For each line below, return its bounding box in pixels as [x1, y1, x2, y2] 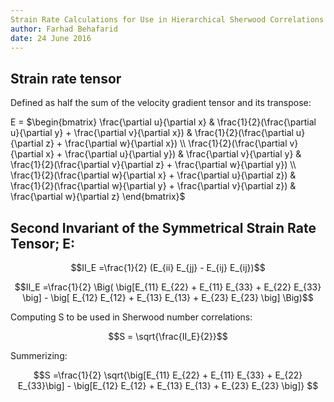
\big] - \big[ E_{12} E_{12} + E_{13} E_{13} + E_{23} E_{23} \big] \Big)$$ [22, 292, 314, 303]
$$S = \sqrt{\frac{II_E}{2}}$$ [108, 331, 228, 342]
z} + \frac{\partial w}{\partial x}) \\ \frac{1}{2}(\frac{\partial [45, 137, 288, 150]
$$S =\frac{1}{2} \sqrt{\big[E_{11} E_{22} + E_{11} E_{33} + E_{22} [33, 369, 303, 381]
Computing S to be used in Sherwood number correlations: [10, 311, 253, 323]
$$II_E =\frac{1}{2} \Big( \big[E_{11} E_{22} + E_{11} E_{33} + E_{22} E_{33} [14, 281, 322, 293]
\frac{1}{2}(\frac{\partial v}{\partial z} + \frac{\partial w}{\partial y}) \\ [10, 159, 297, 171]
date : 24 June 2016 [10, 33, 92, 43]
